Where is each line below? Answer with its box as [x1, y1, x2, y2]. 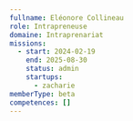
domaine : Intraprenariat [9, 30, 104, 39]
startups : [26, 73, 64, 82]
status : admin [26, 65, 79, 74]
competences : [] [9, 97, 71, 107]
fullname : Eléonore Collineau [9, 13, 125, 23]
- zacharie [33, 81, 76, 90]
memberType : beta [9, 89, 76, 98]
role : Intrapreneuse [9, 22, 88, 31]
